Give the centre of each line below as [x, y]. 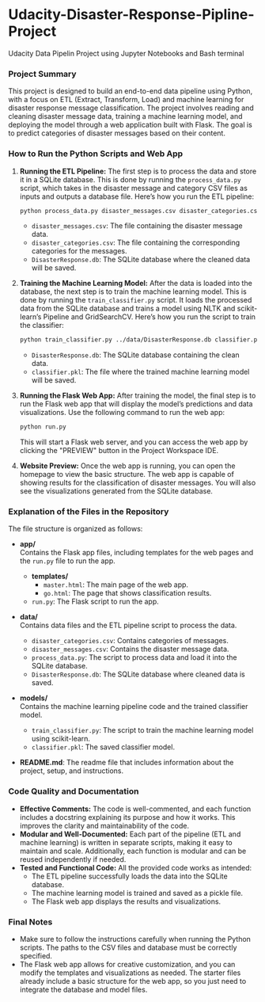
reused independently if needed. [73, 859]
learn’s [30, 317]
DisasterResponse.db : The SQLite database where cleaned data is [138, 674]
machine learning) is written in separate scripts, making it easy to [126, 842]
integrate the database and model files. [83, 990]
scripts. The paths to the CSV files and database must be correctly [128, 947]
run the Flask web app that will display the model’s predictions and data [136, 404]
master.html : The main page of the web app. [115, 585]
